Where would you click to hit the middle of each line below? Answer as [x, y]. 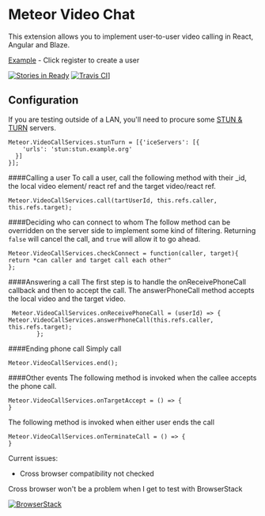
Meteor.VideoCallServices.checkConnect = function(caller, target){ [123, 253]
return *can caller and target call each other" [90, 260]
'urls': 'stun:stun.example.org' [78, 149]
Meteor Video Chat [72, 15]
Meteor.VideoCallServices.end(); [63, 363]
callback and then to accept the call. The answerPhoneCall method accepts [131, 290]
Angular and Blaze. [39, 44]
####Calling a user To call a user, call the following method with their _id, [128, 177]
